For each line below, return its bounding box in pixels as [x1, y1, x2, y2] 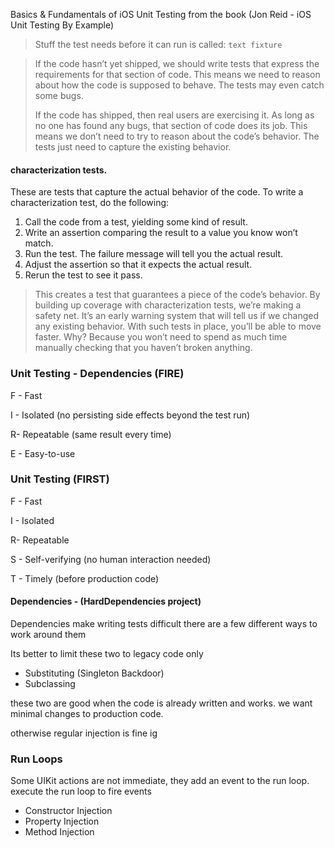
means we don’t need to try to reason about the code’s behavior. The [34, 130, 320, 142]
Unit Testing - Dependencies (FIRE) [10, 367, 185, 381]
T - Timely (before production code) [10, 572, 160, 584]
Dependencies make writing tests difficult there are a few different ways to [10, 618, 318, 629]
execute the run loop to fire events [10, 785, 152, 798]
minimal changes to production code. [10, 708, 164, 719]
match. [24, 237, 54, 249]
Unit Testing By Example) [10, 19, 115, 31]
